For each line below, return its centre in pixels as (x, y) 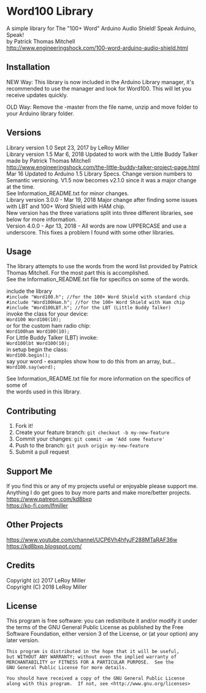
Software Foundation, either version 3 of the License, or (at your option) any (102, 634)
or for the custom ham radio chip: (48, 326)
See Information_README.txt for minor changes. (68, 193)
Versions (24, 133)
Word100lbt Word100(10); (38, 344)
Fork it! (24, 426)
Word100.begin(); (29, 355)
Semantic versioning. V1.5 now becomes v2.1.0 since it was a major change (101, 180)
